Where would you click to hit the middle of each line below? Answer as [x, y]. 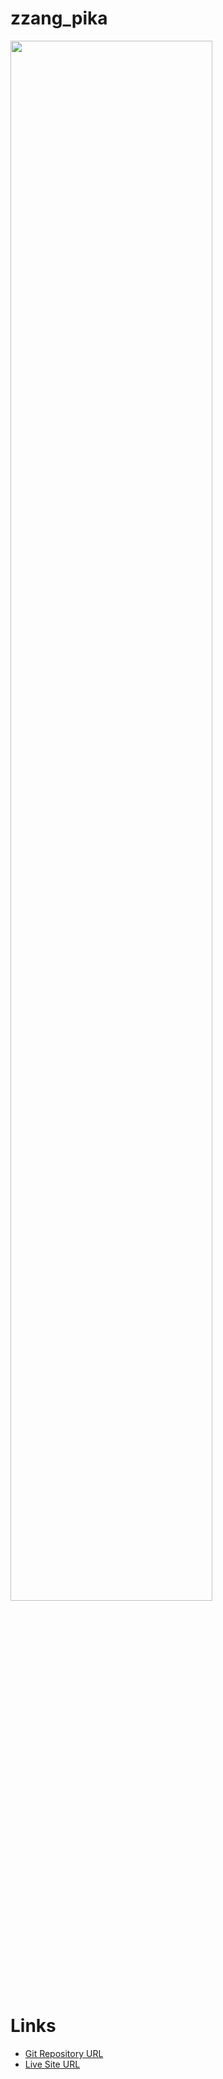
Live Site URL [52, 2064]
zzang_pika [59, 18]
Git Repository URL [64, 2053]
